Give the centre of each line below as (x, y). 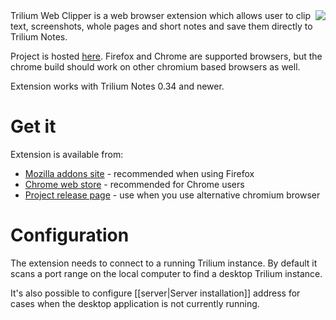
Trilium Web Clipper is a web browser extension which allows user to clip (161, 15)
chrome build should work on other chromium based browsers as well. (155, 67)
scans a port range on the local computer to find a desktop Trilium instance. (166, 273)
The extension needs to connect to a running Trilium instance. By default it (164, 263)
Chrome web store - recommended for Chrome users (134, 184)
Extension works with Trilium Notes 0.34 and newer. (117, 86)
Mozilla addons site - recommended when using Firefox (139, 173)
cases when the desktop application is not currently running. (135, 303)
